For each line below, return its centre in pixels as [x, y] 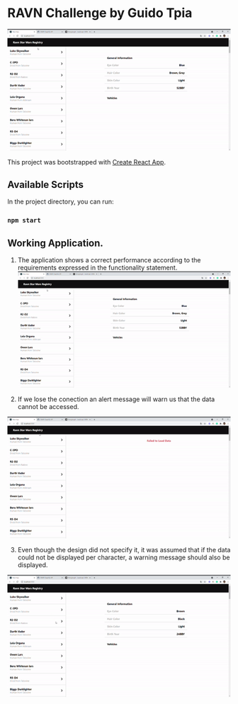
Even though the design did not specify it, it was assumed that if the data [124, 550]
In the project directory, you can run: [61, 202]
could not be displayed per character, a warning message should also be [124, 557]
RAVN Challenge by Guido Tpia [100, 13]
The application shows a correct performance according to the [109, 260]
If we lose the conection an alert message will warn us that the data [116, 399]
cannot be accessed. [48, 406]
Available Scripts [45, 185]
